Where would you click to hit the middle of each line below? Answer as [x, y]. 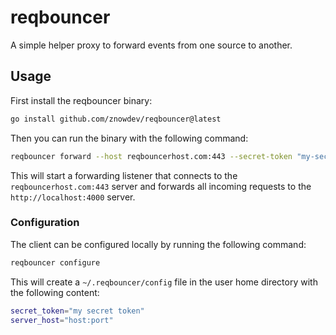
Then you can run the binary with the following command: [129, 138]
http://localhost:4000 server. [73, 197]
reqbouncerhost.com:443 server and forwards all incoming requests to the [161, 186]
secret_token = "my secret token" [77, 311]
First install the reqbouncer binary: [81, 100]
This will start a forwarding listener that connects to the [124, 175]
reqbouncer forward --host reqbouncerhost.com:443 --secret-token [151, 156]
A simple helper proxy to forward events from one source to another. [151, 45]
